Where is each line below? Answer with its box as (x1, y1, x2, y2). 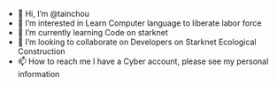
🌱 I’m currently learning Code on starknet (17, 27, 168, 37)
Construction (17, 46, 65, 57)
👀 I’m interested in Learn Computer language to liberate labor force (17, 18, 262, 28)
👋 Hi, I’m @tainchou (17, 9, 90, 19)
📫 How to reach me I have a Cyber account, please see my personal (17, 56, 269, 66)
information (17, 69, 60, 79)
